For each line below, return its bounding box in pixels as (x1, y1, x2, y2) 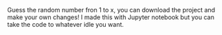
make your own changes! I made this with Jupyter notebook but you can (7, 13, 214, 21)
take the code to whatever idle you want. (7, 21, 124, 28)
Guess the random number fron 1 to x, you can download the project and (7, 6, 216, 14)
